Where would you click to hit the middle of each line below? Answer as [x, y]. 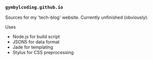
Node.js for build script [36, 37]
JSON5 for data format [36, 42]
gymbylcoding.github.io [34, 7]
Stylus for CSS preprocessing [43, 53]
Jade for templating [33, 47]
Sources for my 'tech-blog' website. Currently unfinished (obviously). [77, 17]
